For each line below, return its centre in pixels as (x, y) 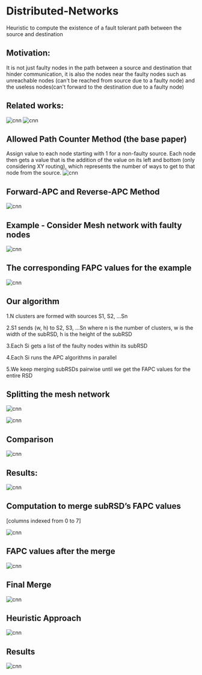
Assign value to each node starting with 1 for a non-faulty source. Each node (101, 154)
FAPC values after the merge (61, 551)
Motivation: (28, 53)
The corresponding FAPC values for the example (99, 268)
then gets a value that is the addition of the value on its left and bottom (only (101, 160)
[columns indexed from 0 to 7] (44, 521)
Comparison (30, 439)
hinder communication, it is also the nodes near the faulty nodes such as (96, 74)
